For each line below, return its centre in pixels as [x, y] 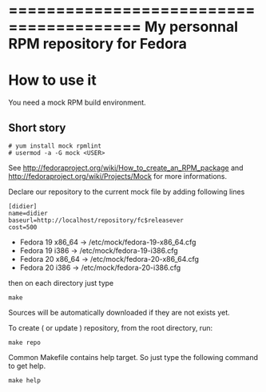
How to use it [53, 80]
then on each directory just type [61, 283]
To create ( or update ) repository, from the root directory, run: [111, 327]
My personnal [191, 27]
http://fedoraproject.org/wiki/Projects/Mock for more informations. [118, 176]
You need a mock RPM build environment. [77, 103]
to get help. [27, 366]
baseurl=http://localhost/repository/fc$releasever [96, 220]
